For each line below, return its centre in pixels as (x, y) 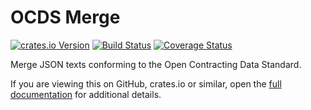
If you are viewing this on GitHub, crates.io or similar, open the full (146, 83)
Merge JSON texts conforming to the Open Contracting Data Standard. (156, 64)
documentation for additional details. (86, 94)
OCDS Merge (65, 17)
